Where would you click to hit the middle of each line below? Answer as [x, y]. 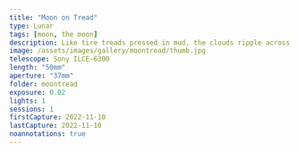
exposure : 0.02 [38, 92]
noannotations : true [48, 134]
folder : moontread [43, 84]
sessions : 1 [31, 109]
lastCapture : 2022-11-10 [56, 126]
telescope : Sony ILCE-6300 [60, 59]
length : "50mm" [38, 68]
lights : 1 [28, 101]
